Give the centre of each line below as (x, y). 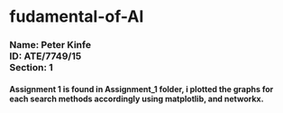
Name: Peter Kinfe (50, 45)
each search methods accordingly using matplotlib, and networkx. (137, 99)
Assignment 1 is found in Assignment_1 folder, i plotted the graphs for (141, 89)
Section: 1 (32, 68)
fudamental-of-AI (77, 17)
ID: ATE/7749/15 (46, 56)
